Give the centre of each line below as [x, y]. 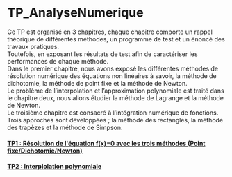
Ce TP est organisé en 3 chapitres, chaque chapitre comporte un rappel [110, 32]
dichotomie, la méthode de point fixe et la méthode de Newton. [97, 83]
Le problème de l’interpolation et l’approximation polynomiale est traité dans [116, 91]
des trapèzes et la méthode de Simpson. [65, 127]
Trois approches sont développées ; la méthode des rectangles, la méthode [115, 120]
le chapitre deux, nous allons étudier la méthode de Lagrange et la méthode [116, 97]
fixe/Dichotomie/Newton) [45, 151]
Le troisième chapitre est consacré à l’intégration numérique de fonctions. [113, 113]
